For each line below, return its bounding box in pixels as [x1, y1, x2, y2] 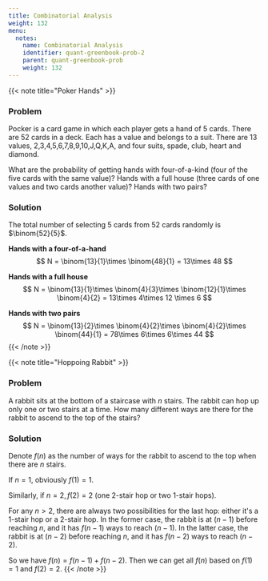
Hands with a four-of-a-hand [8, 244, 106, 254]
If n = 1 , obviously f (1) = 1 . [8, 475, 94, 484]
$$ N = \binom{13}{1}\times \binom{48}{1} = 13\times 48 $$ [35, 257, 234, 266]
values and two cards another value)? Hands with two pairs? [8, 182, 208, 192]
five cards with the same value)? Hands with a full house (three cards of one [8, 174, 260, 183]
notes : [15, 34, 38, 42]
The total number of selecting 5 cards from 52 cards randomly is [8, 220, 222, 230]
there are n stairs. [8, 459, 66, 469]
